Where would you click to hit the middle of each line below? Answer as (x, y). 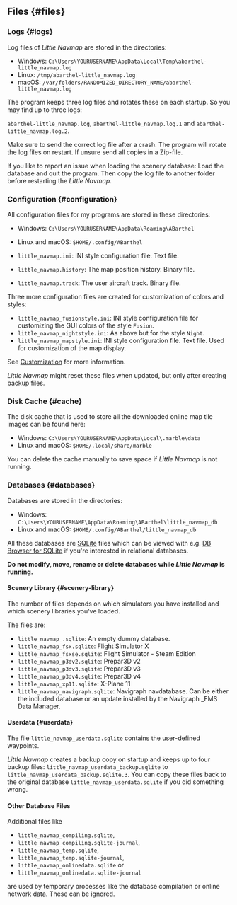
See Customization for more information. (67, 362)
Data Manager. (39, 706)
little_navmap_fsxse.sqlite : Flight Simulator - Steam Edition (106, 653)
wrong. (18, 789)
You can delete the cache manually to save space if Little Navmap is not (112, 459)
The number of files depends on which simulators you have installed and (113, 604)
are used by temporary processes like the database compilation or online (114, 887)
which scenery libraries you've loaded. (64, 611)
